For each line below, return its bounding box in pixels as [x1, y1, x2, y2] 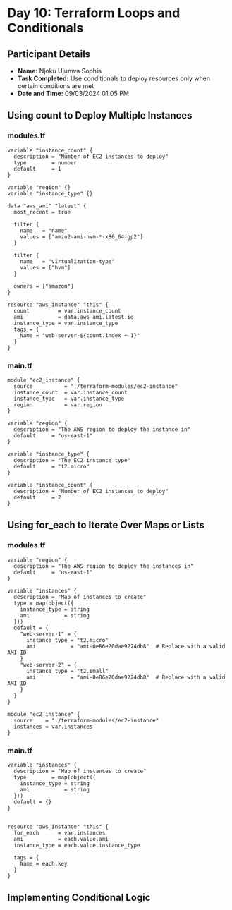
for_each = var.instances [13, 829, 106, 837]
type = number [13, 159, 78, 166]
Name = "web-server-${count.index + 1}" [20, 332, 140, 339]
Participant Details [7, 48, 91, 60]
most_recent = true [13, 208, 71, 216]
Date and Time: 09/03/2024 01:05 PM [17, 90, 129, 97]
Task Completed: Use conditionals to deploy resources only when [17, 74, 211, 83]
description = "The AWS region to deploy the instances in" [13, 562, 194, 569]
